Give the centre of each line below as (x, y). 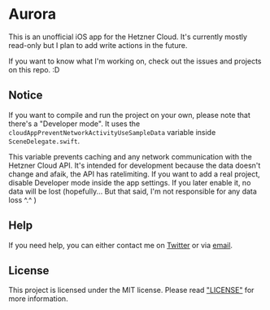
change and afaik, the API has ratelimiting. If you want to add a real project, (134, 174)
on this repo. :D (34, 69)
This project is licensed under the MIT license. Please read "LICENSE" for (131, 290)
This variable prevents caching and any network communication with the (130, 156)
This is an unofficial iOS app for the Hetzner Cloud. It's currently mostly (128, 37)
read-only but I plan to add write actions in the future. (98, 45)
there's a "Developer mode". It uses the (74, 124)
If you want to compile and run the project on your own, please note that (129, 115)
